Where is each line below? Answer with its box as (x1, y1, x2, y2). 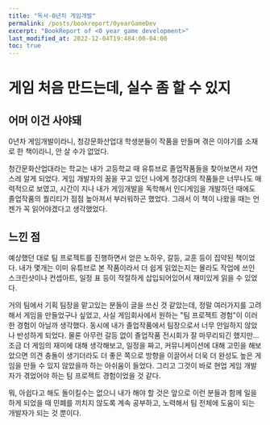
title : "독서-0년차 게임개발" (8, 11, 97, 20)
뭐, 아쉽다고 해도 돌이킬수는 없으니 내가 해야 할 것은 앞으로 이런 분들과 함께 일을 (8, 388, 258, 398)
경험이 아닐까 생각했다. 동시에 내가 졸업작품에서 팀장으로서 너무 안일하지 (16, 320, 243, 330)
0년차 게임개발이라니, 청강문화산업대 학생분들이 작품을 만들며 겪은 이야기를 (8, 136, 243, 146)
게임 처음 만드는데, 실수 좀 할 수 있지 (8, 79, 231, 98)
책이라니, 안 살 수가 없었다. (25, 147, 110, 156)
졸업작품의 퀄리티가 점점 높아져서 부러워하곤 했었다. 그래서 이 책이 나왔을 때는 (8, 194, 251, 204)
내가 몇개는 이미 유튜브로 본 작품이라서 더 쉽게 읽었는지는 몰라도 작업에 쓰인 (19, 263, 255, 273)
